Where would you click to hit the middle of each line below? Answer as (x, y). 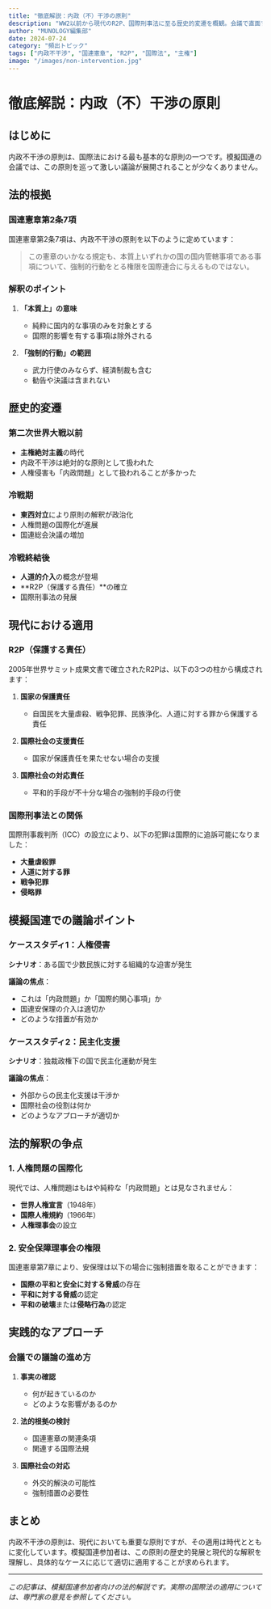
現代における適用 (51, 625)
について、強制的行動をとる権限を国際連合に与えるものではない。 (144, 266)
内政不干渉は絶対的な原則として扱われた (87, 462)
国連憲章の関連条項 (64, 1438)
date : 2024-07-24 (38, 38)
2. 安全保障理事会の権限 (54, 1248)
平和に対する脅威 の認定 (59, 1294)
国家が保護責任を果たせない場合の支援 (96, 758)
